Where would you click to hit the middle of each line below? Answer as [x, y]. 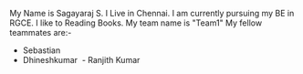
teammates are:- [41, 32]
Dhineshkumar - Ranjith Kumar [81, 60]
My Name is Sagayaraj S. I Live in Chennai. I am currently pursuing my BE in [152, 13]
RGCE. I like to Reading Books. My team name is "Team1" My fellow [136, 23]
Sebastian [42, 50]
